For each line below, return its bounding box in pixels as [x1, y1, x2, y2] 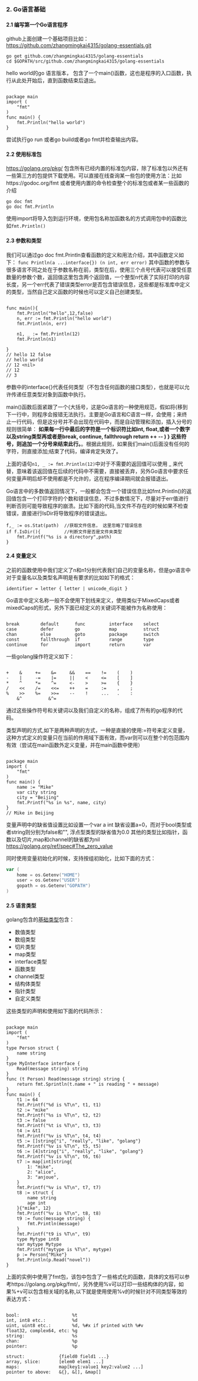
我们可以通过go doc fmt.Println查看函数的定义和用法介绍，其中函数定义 [6, 251, 179, 258]
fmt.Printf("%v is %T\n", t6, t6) [16, 1154, 101, 1160]
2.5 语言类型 [6, 902, 37, 909]
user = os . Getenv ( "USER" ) [16, 877, 81, 883]
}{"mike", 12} [16, 1206, 51, 1212]
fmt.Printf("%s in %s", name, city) [16, 799, 107, 805]
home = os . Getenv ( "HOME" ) [16, 872, 81, 878]
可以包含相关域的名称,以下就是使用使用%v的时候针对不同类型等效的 [22, 1288, 187, 1295]
